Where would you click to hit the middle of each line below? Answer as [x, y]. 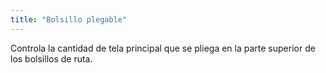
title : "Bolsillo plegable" [69, 19]
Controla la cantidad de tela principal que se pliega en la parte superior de [163, 48]
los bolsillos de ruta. [51, 58]
